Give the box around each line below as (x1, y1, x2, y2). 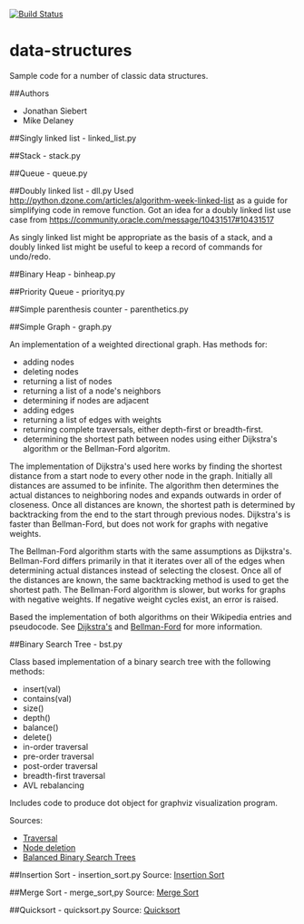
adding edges (22, 404, 74, 415)
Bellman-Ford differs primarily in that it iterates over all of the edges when (9, 555, 286, 566)
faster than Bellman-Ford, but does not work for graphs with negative (9, 518, 269, 530)
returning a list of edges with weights (22, 413, 162, 425)
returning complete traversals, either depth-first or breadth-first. (22, 423, 264, 434)
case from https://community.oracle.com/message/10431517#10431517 (9, 214, 275, 225)
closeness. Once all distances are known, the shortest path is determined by (9, 499, 296, 510)
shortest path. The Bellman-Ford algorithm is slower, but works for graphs (9, 584, 286, 595)
